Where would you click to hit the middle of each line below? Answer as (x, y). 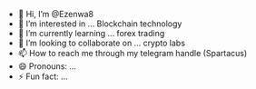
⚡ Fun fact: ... (43, 76)
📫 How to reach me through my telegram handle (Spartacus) (133, 53)
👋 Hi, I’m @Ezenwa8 (55, 14)
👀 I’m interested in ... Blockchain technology (100, 24)
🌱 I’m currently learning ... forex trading (91, 33)
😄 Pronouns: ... (47, 66)
